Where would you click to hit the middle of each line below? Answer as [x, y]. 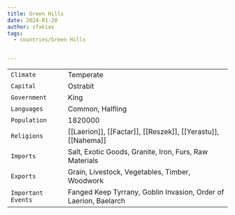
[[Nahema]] [87, 141]
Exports [23, 176]
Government [29, 98]
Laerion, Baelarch [97, 201]
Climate [23, 75]
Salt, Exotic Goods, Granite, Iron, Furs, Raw [138, 152]
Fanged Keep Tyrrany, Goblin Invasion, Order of [146, 192]
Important [27, 193]
